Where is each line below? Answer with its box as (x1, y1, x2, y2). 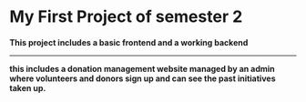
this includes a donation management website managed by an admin (9, 63, 275, 74)
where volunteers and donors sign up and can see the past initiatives (9, 73, 276, 84)
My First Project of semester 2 (9, 6, 243, 27)
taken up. (9, 82, 46, 93)
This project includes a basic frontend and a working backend (9, 36, 249, 47)
